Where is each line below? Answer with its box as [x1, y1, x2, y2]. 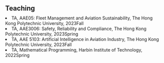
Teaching [5, 4, 35, 12]
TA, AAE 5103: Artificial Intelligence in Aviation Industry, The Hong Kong [11, 36, 159, 42]
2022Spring [5, 52, 30, 58]
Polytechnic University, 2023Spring [5, 31, 78, 37]
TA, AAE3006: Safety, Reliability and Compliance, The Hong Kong [11, 25, 146, 31]
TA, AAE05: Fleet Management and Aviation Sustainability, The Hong [11, 15, 153, 21]
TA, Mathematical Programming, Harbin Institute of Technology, [11, 47, 142, 52]
